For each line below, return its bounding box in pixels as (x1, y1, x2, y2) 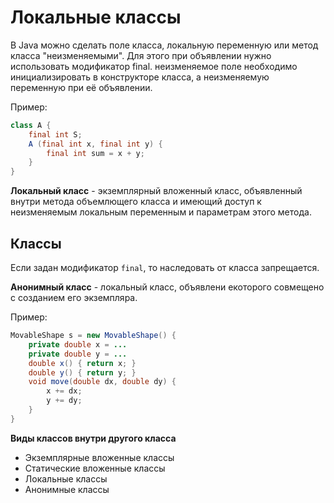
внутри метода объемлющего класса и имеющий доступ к (10, 196, 262, 208)
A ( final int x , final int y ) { (28, 139, 163, 149)
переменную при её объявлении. (10, 81, 153, 93)
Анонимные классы (24, 483, 110, 495)
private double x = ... (28, 339, 128, 350)
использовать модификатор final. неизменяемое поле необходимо (10, 60, 298, 72)
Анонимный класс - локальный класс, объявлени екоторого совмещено (10, 281, 325, 293)
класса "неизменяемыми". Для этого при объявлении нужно (10, 49, 272, 61)
